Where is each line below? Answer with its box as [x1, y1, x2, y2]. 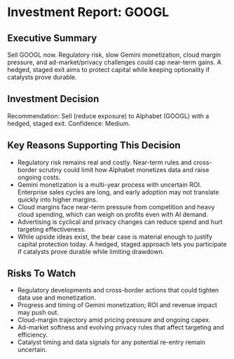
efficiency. [17, 330, 48, 339]
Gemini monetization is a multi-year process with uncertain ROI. [17, 180, 202, 189]
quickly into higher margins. [17, 195, 98, 204]
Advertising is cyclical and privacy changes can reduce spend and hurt [17, 218, 223, 226]
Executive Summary [7, 32, 97, 44]
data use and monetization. [17, 293, 97, 302]
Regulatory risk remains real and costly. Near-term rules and [17, 158, 192, 167]
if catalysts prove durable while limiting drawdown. [17, 247, 165, 255]
